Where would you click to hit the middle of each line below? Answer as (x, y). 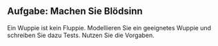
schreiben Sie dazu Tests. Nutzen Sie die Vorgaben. (81, 35)
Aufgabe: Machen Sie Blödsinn (75, 11)
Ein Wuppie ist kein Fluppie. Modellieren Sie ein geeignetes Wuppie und (109, 27)
